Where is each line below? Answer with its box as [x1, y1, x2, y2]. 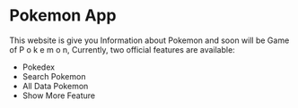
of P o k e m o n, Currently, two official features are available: [9, 44, 235, 54]
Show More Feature [22, 90, 96, 101]
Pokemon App [9, 5, 117, 26]
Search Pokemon [22, 71, 86, 81]
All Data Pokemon [22, 80, 89, 91]
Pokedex [22, 62, 56, 72]
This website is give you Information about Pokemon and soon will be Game [9, 35, 290, 46]
